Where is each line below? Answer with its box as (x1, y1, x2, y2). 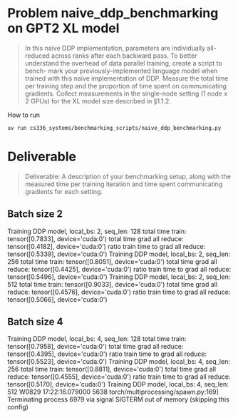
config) (7, 403, 29, 412)
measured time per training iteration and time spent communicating (24, 180, 223, 188)
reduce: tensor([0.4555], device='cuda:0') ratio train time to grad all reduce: (7, 372, 231, 381)
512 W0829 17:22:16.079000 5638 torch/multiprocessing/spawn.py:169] (7, 387, 219, 397)
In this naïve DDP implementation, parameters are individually (24, 44, 205, 52)
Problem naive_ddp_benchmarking (7, 5, 219, 21)
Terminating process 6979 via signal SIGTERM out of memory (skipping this (7, 395, 229, 404)
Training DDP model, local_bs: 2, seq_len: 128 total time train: (7, 227, 187, 235)
